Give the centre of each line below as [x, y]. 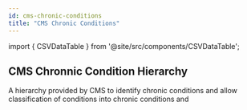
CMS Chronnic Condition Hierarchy [98, 71]
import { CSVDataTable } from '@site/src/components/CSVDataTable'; [124, 46]
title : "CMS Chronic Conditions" [64, 23]
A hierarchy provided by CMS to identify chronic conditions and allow [123, 91]
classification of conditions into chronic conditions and [99, 99]
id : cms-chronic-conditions [55, 16]
